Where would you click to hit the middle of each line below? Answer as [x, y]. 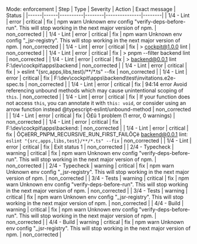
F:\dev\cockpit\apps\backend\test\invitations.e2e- [115, 78]
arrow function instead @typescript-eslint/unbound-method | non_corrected [98, 109]
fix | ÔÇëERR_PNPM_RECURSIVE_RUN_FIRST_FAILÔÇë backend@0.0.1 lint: [97, 134]
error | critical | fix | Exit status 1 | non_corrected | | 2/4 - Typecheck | [90, 147]
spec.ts [15, 84]
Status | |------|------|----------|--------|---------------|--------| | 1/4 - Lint [98, 15]
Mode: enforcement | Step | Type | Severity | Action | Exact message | [91, 9]
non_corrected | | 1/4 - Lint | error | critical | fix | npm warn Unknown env [94, 34]
